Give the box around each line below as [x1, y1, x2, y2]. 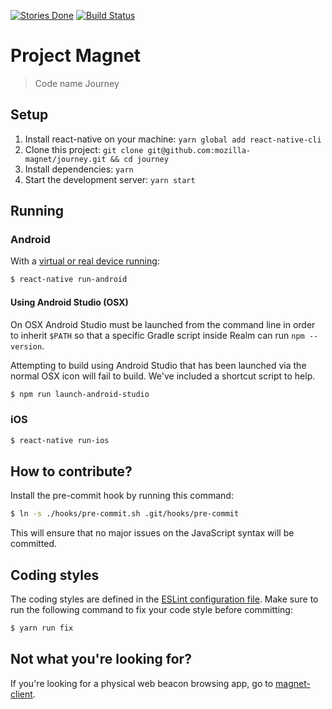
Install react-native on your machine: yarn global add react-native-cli [24, 133, 322, 145]
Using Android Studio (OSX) [10, 296, 129, 308]
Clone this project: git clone [24, 143, 144, 155]
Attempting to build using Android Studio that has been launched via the [10, 359, 307, 371]
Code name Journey [34, 77, 120, 89]
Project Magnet [10, 45, 142, 67]
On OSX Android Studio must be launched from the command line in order [10, 318, 316, 330]
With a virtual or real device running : [10, 255, 160, 267]
